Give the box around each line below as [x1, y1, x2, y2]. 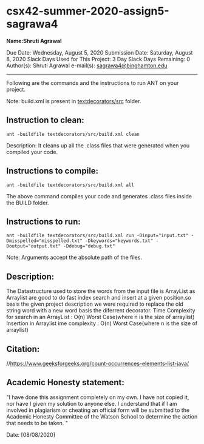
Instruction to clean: [6, 115, 85, 126]
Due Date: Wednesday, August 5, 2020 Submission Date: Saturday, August [6, 49, 193, 56]
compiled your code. [6, 148, 58, 155]
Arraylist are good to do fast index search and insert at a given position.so [6, 294, 191, 301]
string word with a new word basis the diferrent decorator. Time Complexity [6, 307, 195, 314]
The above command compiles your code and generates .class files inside [6, 192, 192, 200]
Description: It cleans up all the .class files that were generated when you [6, 141, 190, 149]
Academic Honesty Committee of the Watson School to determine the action [6, 412, 198, 420]
